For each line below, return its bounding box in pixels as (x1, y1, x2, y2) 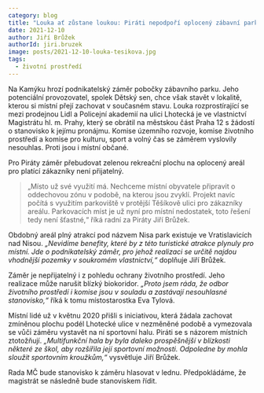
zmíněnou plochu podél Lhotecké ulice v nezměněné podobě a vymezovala (8, 319, 253, 329)
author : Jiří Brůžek (8, 33, 76, 42)
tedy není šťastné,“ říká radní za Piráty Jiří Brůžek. (27, 215, 190, 224)
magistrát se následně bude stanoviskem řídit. (8, 376, 157, 385)
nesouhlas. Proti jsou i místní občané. (8, 142, 130, 152)
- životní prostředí (15, 63, 82, 71)
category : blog (8, 11, 58, 20)
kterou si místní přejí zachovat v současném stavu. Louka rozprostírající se (8, 101, 249, 110)
